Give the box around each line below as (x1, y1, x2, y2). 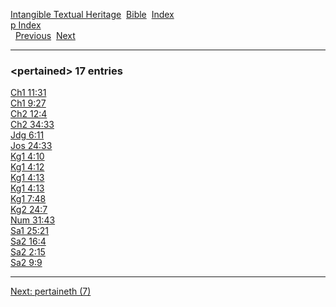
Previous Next (14, 30, 76, 41)
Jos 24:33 (10, 140, 53, 152)
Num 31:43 (10, 214, 56, 226)
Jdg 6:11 (10, 129, 45, 141)
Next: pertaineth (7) (10, 285, 92, 298)
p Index (10, 19, 42, 31)
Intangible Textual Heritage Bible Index (10, 9, 175, 20)
